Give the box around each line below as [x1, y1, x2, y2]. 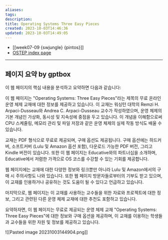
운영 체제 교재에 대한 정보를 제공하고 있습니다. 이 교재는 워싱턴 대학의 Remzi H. [5, 101, 159, 107]
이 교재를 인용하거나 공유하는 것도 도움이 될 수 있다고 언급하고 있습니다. [5, 179, 144, 185]
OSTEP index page [12, 50, 51, 56]
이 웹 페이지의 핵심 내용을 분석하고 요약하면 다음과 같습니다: [5, 84, 121, 90]
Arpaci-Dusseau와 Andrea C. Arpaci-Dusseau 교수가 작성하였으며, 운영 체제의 [5, 107, 162, 113]
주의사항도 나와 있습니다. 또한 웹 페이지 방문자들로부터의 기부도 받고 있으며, [15, 172, 162, 178]
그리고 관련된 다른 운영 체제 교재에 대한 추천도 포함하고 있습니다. [11, 196, 137, 202]
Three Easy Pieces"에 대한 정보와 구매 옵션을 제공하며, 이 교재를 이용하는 [5, 212, 149, 218]
